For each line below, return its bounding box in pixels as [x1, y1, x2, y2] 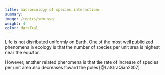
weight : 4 [5, 21, 26, 26]
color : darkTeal [5, 26, 38, 31]
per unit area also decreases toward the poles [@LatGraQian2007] [5, 65, 140, 71]
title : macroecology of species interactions [5, 7, 100, 12]
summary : [5, 12, 23, 17]
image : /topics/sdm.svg [5, 16, 54, 21]
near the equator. [5, 50, 40, 56]
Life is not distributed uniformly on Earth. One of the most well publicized [5, 39, 154, 45]
